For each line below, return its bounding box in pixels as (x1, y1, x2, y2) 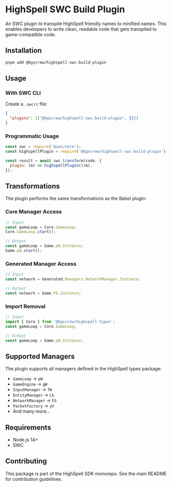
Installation (5, 46, 42, 55)
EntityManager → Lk (12, 392, 55, 398)
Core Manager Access (5, 208, 62, 216)
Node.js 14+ (12, 437, 38, 443)
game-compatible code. (5, 31, 56, 37)
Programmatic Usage (5, 132, 59, 139)
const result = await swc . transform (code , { (5, 158, 102, 163)
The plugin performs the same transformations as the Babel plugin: (5, 196, 147, 202)
